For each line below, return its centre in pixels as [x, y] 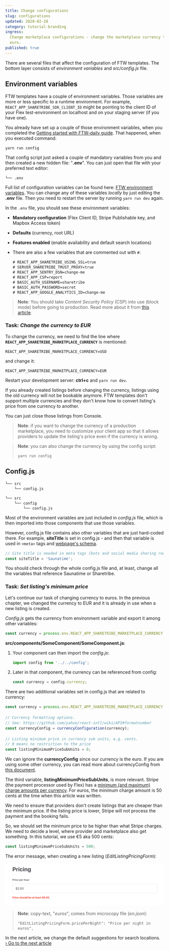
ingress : [14, 32]
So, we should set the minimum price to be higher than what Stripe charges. [84, 826]
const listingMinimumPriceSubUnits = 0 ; [48, 750]
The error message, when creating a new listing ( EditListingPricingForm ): [81, 856]
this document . [21, 770]
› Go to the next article [28, 943]
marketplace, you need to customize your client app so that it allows [88, 431]
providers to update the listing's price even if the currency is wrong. [88, 436]
